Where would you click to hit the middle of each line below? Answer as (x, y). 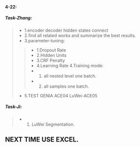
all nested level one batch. (70, 76)
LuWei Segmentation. (53, 124)
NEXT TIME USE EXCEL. (42, 139)
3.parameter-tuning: (44, 40)
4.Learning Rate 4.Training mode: (70, 65)
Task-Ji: (13, 107)
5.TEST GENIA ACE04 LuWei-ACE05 (61, 95)
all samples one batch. (66, 86)
